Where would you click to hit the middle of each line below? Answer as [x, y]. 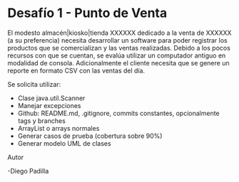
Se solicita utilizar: [34, 84]
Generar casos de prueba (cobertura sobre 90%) [90, 136]
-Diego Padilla [28, 171]
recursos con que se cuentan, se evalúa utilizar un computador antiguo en [117, 55]
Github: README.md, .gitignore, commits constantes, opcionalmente [118, 113]
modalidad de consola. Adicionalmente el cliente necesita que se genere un [118, 63]
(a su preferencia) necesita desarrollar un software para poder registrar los [117, 40]
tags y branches [41, 121]
